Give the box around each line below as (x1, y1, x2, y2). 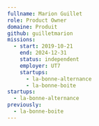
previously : (7, 101, 42, 108)
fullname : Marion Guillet (7, 10, 82, 17)
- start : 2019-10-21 (13, 43, 73, 50)
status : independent (20, 56, 79, 63)
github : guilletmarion (7, 29, 73, 37)
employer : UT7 (20, 62, 61, 69)
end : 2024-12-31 (20, 50, 68, 57)
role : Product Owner (7, 17, 68, 24)
